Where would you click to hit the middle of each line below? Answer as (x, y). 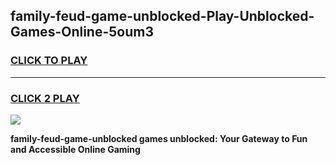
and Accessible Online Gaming (75, 149)
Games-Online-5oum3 (82, 32)
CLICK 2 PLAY (45, 98)
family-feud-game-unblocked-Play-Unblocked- (162, 16)
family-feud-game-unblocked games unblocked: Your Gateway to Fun (159, 138)
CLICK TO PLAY (49, 61)
